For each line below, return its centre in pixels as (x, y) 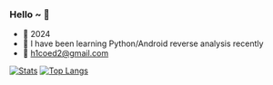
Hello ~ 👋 (30, 14)
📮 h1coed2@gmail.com (66, 53)
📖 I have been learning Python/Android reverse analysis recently (143, 43)
